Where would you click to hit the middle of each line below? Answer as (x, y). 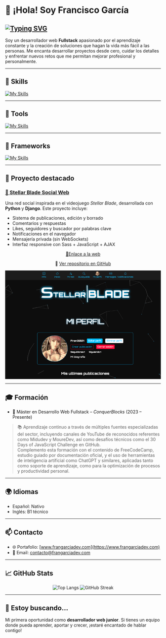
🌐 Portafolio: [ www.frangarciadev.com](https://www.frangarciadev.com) (86, 547)
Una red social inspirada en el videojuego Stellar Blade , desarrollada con (79, 203)
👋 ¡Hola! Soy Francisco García (67, 10)
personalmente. (21, 61)
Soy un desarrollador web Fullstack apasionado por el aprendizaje (73, 40)
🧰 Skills (17, 82)
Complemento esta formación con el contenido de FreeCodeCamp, (85, 450)
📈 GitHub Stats (29, 573)
